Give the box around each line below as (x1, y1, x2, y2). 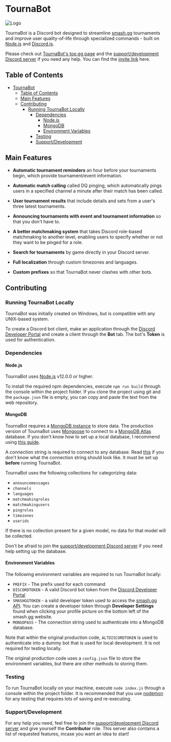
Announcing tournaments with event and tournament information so (12, 213, 161, 219)
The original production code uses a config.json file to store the (5, 655, 141, 661)
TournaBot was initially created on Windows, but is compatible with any (5, 310, 156, 317)
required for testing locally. (5, 645, 62, 651)
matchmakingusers (12, 502, 50, 507)
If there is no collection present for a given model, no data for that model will (5, 527, 166, 534)
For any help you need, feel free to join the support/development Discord (5, 720, 159, 726)
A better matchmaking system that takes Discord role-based (12, 228, 142, 234)
